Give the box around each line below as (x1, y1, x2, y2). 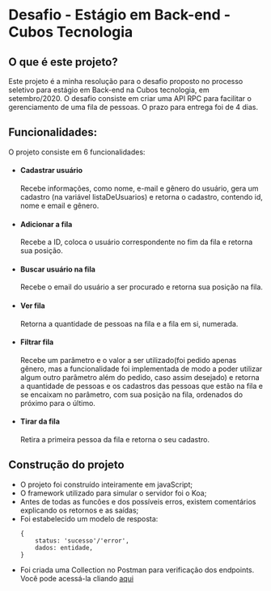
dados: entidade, (35, 543, 93, 551)
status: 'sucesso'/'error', (35, 536, 129, 545)
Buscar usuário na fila (19, 264, 95, 274)
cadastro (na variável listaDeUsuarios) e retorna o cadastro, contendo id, (19, 192, 263, 202)
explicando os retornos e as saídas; (19, 505, 139, 515)
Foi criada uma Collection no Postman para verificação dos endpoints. (19, 564, 255, 575)
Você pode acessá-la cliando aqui (19, 573, 134, 583)
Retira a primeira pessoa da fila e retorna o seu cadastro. (19, 435, 210, 445)
